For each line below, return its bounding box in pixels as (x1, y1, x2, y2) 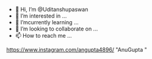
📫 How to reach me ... (15, 32, 72, 39)
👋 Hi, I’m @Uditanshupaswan (15, 6, 89, 13)
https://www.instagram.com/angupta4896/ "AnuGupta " (6, 46, 148, 53)
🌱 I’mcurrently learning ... (15, 19, 79, 26)
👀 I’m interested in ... (15, 12, 67, 19)
